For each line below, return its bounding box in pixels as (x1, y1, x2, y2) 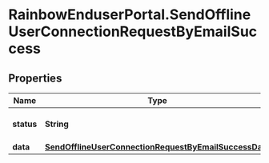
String (44, 118, 70, 129)
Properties (8, 71, 62, 85)
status (12, 118, 38, 129)
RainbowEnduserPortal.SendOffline (8, 6, 251, 24)
